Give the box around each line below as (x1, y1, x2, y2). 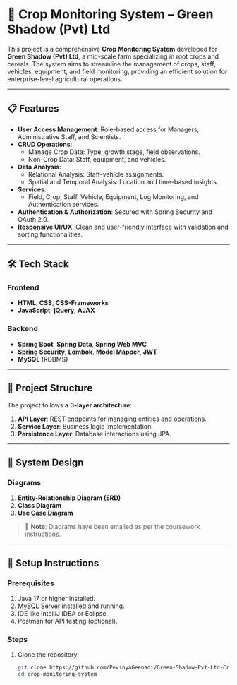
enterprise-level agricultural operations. (7, 74, 123, 83)
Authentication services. (28, 200, 99, 208)
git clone (17, 664, 47, 672)
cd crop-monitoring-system (17, 671, 97, 678)
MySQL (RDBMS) (17, 355, 68, 363)
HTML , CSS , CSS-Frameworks (17, 299, 109, 307)
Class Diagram (17, 501, 62, 510)
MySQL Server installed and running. (17, 602, 125, 610)
